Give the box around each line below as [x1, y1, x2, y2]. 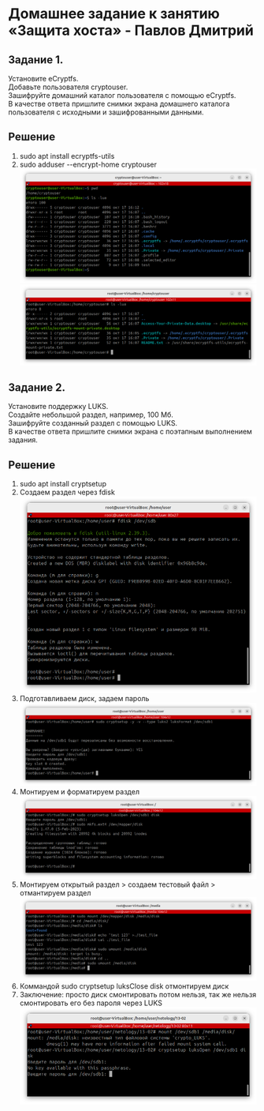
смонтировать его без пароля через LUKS [19, 998, 163, 1008]
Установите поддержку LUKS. [8, 402, 109, 411]
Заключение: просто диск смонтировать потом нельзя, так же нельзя [19, 989, 257, 999]
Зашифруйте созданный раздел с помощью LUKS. [8, 419, 178, 428]
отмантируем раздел [19, 888, 91, 898]
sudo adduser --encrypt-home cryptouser [19, 160, 158, 169]
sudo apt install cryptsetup [19, 479, 106, 489]
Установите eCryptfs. [8, 74, 79, 83]
